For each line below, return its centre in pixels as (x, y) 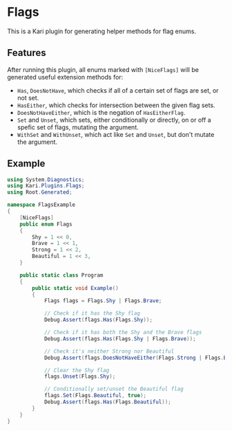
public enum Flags (46, 224)
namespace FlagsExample (41, 205)
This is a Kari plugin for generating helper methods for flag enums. (102, 31)
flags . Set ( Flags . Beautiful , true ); (95, 396)
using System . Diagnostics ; (46, 180)
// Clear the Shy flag (77, 370)
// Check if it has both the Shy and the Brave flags (123, 333)
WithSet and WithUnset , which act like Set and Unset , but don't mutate (116, 134)
